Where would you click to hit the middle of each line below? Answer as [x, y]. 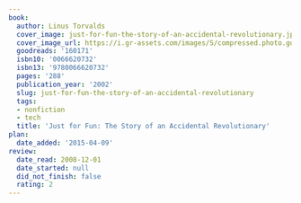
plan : [18, 135]
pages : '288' [41, 76]
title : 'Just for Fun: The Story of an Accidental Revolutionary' [143, 127]
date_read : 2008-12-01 [59, 159]
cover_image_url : [49, 43]
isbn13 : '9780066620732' [63, 68]
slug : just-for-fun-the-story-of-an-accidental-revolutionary [135, 93]
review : [23, 151]
